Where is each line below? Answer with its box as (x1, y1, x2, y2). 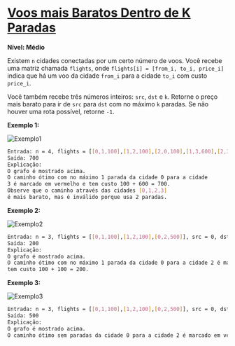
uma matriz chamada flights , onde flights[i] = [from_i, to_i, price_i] (7, 64, 225, 72)
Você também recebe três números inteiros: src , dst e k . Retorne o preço (7, 92, 218, 101)
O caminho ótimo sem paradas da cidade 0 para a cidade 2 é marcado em (7, 331, 220, 339)
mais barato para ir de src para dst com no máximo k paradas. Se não (7, 99, 208, 108)
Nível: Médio (7, 43, 45, 51)
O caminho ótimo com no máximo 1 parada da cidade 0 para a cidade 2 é (7, 259, 220, 267)
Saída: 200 (7, 240, 39, 247)
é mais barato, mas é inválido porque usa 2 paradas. (7, 194, 168, 201)
